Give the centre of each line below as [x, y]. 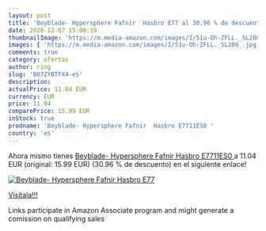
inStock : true [32, 119]
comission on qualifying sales [57, 218]
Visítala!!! [23, 195]
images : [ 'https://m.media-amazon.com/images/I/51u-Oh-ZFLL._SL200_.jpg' [134, 45]
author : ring [30, 67]
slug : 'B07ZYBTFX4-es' [46, 74]
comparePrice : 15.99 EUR [49, 112]
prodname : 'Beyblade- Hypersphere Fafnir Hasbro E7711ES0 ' [111, 126]
